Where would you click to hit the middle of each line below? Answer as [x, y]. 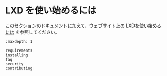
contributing [19, 68]
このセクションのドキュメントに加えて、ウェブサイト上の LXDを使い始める [83, 26]
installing [17, 55]
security [14, 64]
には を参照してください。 [32, 32]
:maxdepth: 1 [19, 41]
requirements [19, 50]
